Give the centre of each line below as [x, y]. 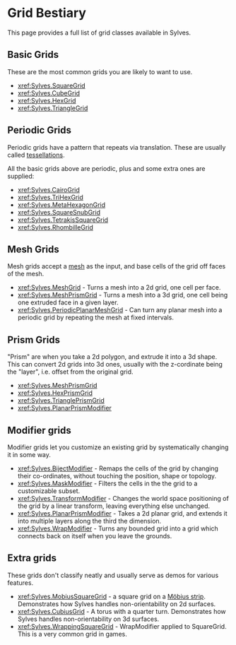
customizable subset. [49, 491]
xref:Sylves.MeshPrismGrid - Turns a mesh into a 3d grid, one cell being [123, 295]
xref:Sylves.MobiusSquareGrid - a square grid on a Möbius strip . [112, 596]
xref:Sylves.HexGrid [47, 100]
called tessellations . [36, 155]
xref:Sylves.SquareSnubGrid [59, 212]
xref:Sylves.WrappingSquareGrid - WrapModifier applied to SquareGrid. [122, 626]
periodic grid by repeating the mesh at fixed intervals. [96, 318]
